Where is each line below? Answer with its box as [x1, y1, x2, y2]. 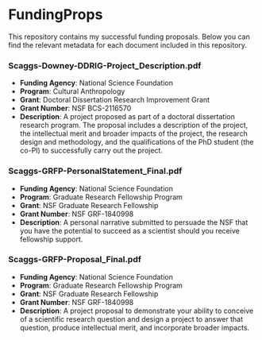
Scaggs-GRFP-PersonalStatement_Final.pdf [8, 165, 183, 176]
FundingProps [8, 6, 103, 24]
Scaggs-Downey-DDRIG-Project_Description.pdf [8, 60, 202, 71]
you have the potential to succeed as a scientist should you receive [19, 226, 240, 235]
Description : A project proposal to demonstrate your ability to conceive [19, 306, 254, 315]
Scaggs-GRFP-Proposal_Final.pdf [8, 254, 141, 265]
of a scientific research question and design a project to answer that [19, 314, 244, 323]
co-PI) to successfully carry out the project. [19, 145, 163, 156]
